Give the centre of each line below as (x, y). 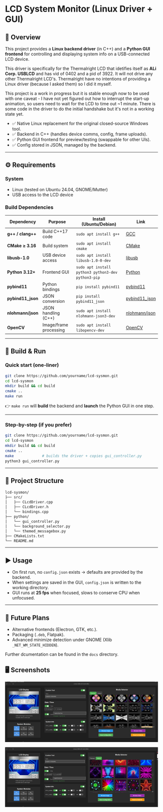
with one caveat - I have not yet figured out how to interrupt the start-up (77, 99)
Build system (55, 246)
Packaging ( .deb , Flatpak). (38, 635)
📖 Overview (23, 37)
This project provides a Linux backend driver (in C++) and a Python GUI (78, 49)
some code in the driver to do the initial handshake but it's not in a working (80, 109)
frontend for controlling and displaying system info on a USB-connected (77, 54)
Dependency (23, 221)
